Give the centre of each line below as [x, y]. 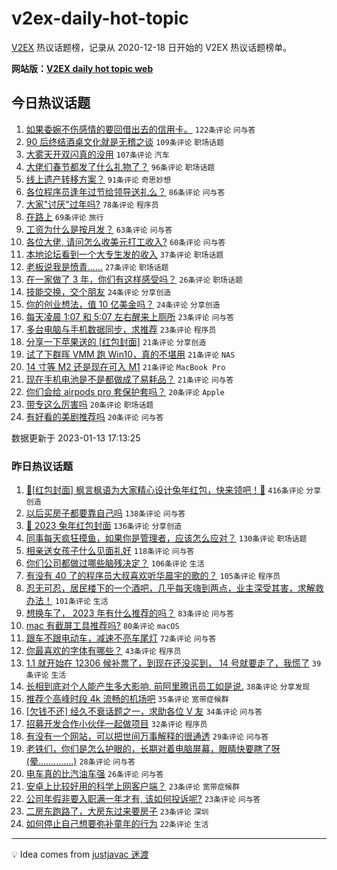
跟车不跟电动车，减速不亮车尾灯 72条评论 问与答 [121, 638]
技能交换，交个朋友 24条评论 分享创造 [98, 291]
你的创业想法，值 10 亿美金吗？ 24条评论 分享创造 [123, 304]
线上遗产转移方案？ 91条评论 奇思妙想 [98, 179]
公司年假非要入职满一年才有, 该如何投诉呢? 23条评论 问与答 [143, 799]
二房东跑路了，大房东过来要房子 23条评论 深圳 [117, 811]
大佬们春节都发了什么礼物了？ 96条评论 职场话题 [120, 166]
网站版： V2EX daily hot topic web [82, 68]
